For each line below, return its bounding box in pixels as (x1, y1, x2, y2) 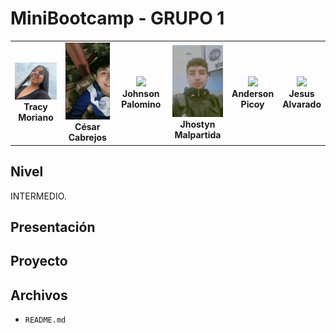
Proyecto (10, 253, 68, 270)
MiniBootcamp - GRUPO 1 (10, 7, 225, 30)
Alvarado (282, 98, 322, 110)
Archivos (10, 287, 68, 304)
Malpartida (174, 128, 222, 141)
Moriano (18, 112, 54, 124)
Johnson (122, 87, 160, 99)
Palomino (121, 98, 162, 110)
